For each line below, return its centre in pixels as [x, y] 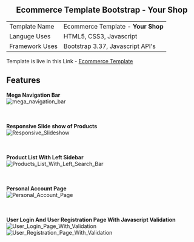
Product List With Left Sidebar [45, 157]
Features [23, 81]
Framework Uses [33, 46]
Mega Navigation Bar [33, 95]
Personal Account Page [36, 188]
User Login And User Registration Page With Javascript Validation [91, 220]
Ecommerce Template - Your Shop [113, 26]
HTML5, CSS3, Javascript [100, 36]
